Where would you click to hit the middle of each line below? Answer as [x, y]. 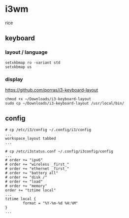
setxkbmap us [18, 67]
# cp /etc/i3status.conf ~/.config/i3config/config [59, 151]
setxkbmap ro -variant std [33, 63]
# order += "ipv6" [24, 160]
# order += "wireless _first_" [37, 164]
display [14, 79]
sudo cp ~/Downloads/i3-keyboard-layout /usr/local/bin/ [65, 103]
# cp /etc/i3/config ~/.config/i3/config [48, 130]
